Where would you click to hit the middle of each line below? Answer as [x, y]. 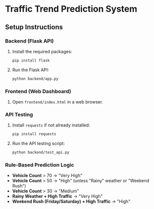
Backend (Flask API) [29, 41]
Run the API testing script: [38, 144]
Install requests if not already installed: [51, 125]
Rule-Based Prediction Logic [40, 165]
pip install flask [31, 60]
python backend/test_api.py [41, 152]
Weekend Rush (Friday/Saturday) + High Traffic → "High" [71, 202]
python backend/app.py [35, 79]
